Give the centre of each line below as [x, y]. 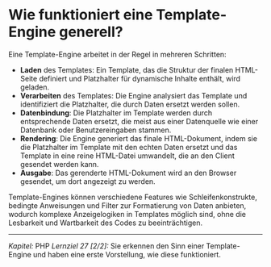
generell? [91, 32]
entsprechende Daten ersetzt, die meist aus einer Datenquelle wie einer [139, 121]
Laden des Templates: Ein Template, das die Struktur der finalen [127, 69]
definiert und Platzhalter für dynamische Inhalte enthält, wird [140, 78]
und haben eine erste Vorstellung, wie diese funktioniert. [127, 254]
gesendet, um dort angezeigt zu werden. [88, 181]
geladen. [35, 87]
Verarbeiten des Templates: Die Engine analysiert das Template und [133, 95]
